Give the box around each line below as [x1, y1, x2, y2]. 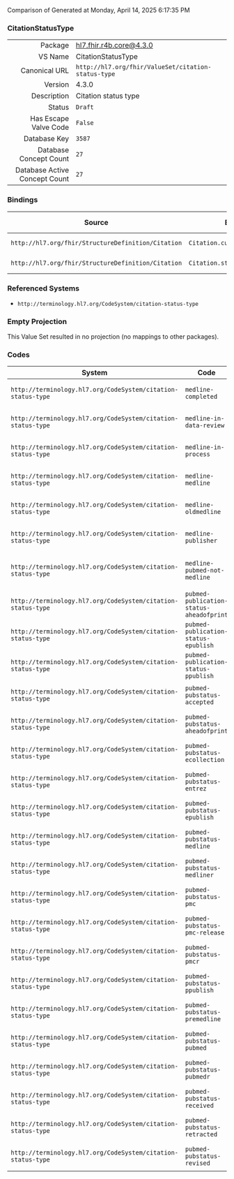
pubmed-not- [185, 566, 225, 575]
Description [31, 91, 70, 101]
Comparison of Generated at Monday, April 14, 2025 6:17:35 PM [7, 6, 190, 14]
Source [84, 217, 109, 227]
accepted [185, 698, 214, 706]
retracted [185, 1131, 218, 1138]
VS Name [38, 52, 70, 61]
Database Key [23, 134, 70, 144]
